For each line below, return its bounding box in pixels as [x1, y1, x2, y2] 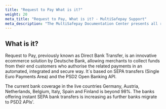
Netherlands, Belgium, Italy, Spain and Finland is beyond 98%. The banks [5, 89, 155, 95]
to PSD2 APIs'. [5, 99, 35, 105]
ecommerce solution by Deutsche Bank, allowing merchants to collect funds [5, 58, 160, 64]
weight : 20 [5, 12, 28, 17]
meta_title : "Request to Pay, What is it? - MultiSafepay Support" [5, 16, 147, 21]
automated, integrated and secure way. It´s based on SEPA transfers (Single [5, 68, 160, 74]
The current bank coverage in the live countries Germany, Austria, [5, 83, 140, 89]
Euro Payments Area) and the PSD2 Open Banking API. [5, 74, 117, 80]
